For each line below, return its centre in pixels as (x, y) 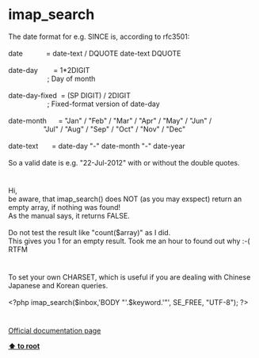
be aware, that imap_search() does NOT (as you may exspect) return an (125, 199)
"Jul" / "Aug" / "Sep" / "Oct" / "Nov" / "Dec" (114, 129)
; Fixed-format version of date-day (103, 104)
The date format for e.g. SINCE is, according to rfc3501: (99, 36)
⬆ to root (24, 345)
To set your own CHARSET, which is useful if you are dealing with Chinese (129, 277)
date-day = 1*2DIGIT (49, 70)
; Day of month (71, 78)
